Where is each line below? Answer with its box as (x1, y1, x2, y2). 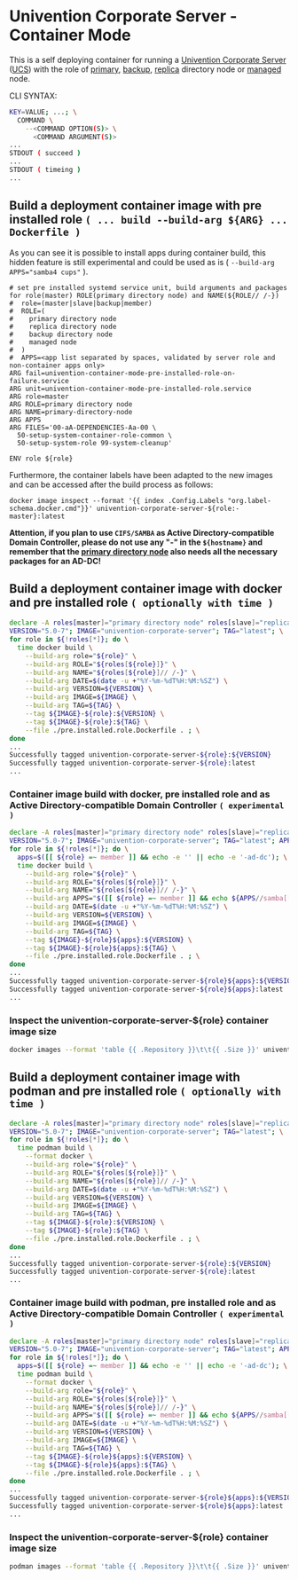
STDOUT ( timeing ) (9, 166, 82, 175)
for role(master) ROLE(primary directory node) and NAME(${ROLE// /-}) (9, 291, 279, 300)
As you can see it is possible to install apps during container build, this (9, 247, 266, 258)
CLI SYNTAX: (9, 90, 58, 101)
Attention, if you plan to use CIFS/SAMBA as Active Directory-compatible (9, 527, 275, 538)
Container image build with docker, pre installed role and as (9, 788, 271, 800)
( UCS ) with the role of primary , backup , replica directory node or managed (9, 64, 282, 75)
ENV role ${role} (9, 454, 74, 463)
